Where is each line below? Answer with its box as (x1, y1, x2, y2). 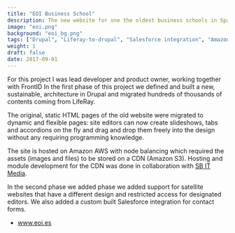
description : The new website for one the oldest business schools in (7, 17, 218, 24)
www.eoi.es (17, 218, 52, 227)
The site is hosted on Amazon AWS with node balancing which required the (7, 146, 225, 155)
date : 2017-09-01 (7, 56, 58, 63)
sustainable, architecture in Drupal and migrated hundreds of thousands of (7, 90, 222, 98)
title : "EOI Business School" (7, 10, 96, 17)
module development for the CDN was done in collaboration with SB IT (7, 162, 211, 170)
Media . (7, 169, 27, 177)
